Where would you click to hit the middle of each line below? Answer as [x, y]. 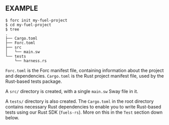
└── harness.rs [31, 61]
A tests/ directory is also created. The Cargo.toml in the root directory [80, 101]
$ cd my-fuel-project [28, 25]
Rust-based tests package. [34, 81]
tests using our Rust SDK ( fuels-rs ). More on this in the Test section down [84, 112]
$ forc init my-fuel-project [36, 20]
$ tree [12, 29]
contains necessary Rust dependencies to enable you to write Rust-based [83, 106]
